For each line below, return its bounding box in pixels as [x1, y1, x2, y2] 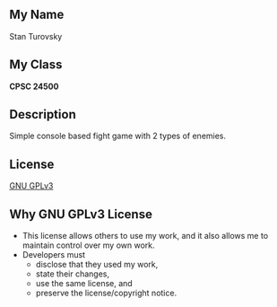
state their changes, [35, 268, 110, 279]
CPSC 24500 [9, 81, 59, 92]
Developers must [22, 250, 86, 260]
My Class [9, 57, 63, 73]
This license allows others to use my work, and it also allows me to [22, 231, 269, 241]
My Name [9, 7, 65, 22]
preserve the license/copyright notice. [35, 287, 177, 299]
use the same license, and [35, 278, 133, 289]
